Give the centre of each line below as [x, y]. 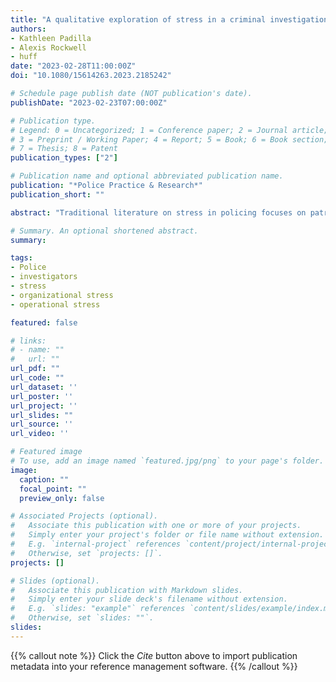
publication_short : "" [57, 194]
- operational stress [55, 304]
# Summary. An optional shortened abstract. [104, 231]
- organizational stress [62, 295]
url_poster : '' [42, 396]
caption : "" [44, 479]
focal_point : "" [53, 489]
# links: [28, 341]
